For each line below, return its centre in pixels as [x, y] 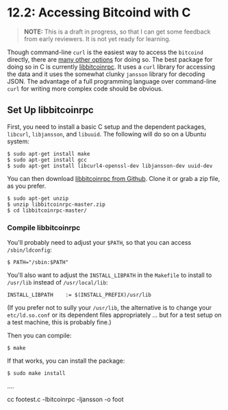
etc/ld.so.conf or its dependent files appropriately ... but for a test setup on [114, 315]
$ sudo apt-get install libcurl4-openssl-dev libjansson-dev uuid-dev [110, 166]
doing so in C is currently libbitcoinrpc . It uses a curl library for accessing [111, 67]
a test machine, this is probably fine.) [59, 322]
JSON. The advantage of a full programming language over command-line [112, 81]
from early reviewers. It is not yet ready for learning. [97, 38]
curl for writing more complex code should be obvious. [85, 88]
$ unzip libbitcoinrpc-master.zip [56, 204]
